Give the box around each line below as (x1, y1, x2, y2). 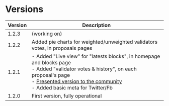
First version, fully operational (32, 92, 102, 99)
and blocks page (32, 59, 71, 66)
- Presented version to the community (32, 78, 122, 85)
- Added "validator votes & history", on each (32, 65, 137, 72)
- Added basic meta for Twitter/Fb (32, 84, 113, 91)
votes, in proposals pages (32, 44, 93, 51)
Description (82, 22, 111, 29)
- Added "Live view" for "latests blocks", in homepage (32, 53, 160, 60)
